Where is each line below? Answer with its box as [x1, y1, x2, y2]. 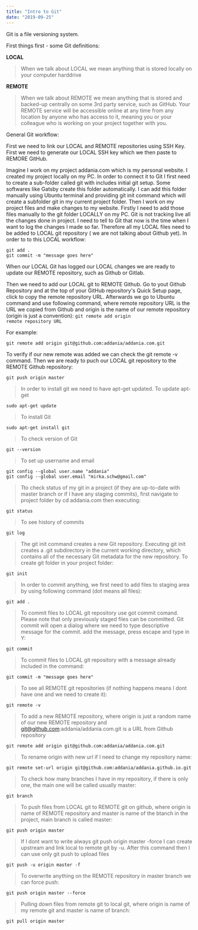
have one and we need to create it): [20, 691, 108, 698]
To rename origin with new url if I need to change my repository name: [20, 753, 192, 760]
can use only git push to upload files [20, 850, 109, 857]
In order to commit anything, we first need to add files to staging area [20, 581, 190, 588]
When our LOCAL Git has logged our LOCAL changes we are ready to [6, 263, 176, 270]
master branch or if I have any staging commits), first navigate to [20, 490, 178, 497]
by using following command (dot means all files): [20, 587, 142, 595]
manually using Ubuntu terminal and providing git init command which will [6, 191, 186, 199]
